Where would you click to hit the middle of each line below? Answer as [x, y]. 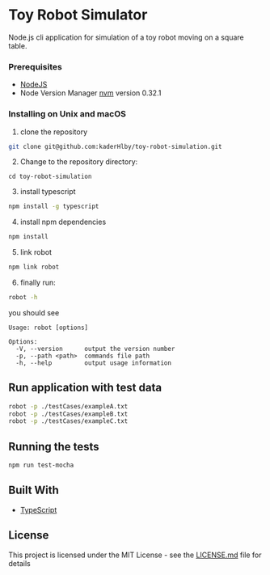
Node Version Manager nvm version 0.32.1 [91, 93]
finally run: [38, 283]
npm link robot [34, 267]
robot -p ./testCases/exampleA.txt [68, 406]
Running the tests [54, 446]
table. [18, 45]
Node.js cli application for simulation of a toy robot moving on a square [126, 37]
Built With [34, 490]
